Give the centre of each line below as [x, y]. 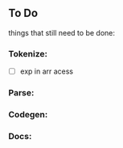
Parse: [21, 93]
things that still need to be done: [61, 32]
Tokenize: [28, 53]
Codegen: [28, 115]
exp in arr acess [47, 71]
